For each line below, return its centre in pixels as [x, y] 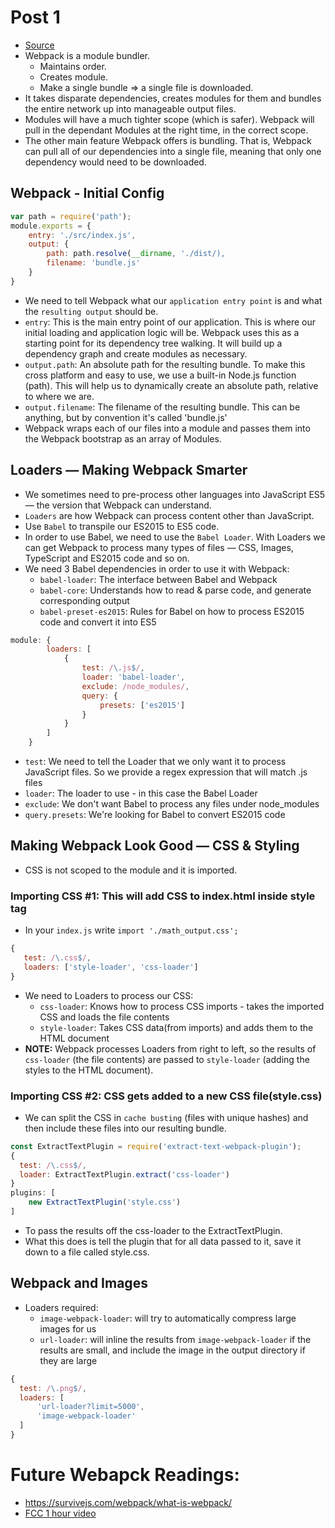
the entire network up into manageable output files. [130, 108]
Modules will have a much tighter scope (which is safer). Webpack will [169, 119]
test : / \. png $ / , [53, 1388]
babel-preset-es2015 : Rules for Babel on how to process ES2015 [172, 611]
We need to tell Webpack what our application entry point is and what [173, 300]
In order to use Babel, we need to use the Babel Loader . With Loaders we [175, 537]
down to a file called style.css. [87, 1252]
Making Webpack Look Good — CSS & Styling [155, 846]
